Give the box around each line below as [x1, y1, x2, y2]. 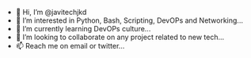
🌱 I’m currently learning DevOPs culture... [15, 24, 151, 33]
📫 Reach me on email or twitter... [15, 42, 125, 50]
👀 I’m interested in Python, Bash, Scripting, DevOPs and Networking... [15, 16, 244, 25]
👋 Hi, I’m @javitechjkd [15, 8, 87, 16]
